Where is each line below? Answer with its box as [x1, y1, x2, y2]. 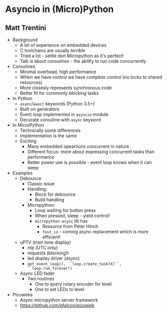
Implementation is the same [19, 133, 77, 138]
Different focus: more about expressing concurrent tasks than [27, 149, 155, 154]
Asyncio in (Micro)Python [5, 4, 114, 15]
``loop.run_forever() [27, 266, 72, 271]
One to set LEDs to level [34, 286, 84, 292]
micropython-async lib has [34, 218, 88, 224]
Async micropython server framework [19, 297, 98, 303]
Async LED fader [19, 270, 55, 276]
